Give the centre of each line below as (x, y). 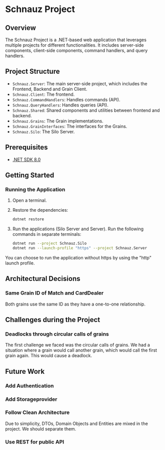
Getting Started (30, 175)
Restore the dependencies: (40, 210)
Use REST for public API (35, 441)
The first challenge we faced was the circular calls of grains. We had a (77, 345)
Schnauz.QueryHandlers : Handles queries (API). (60, 105)
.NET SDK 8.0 (26, 160)
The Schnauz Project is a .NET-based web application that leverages (76, 40)
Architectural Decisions (43, 279)
